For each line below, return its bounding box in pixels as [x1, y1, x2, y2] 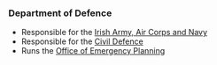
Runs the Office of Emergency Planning [20, 46, 166, 56]
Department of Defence [8, 7, 112, 19]
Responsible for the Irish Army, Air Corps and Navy [20, 27, 208, 38]
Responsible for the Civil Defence [20, 36, 143, 47]
